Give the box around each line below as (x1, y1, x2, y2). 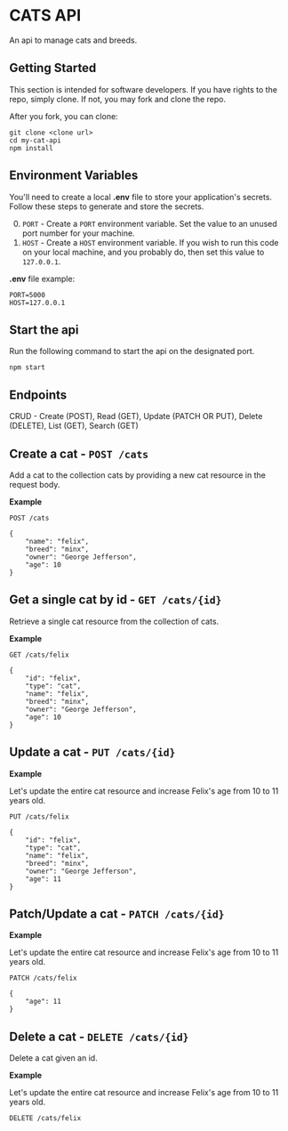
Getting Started (9, 61, 97, 76)
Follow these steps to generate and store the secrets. (9, 201, 204, 212)
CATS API (9, 5, 82, 26)
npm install (9, 143, 53, 152)
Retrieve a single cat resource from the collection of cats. (9, 616, 220, 626)
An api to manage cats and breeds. (9, 35, 138, 45)
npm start (9, 363, 46, 372)
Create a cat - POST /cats (9, 446, 149, 461)
